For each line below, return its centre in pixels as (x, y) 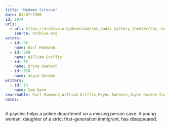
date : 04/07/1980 (24, 15)
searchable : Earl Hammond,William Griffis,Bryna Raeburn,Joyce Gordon (81, 95)
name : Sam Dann (30, 90)
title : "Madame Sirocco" (31, 10)
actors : (13, 38)
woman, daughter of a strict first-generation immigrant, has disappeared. (81, 119)
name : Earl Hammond (35, 48)
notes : (12, 99)
